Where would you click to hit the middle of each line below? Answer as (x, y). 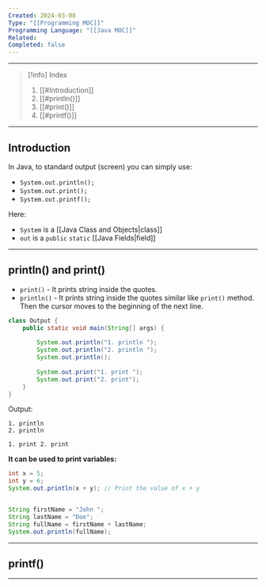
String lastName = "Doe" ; (51, 517)
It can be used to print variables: (63, 459)
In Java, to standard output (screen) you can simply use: (100, 166)
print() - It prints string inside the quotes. (89, 289)
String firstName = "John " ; (56, 509)
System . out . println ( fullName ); (60, 532)
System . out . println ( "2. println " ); (97, 350)
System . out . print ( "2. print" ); (88, 379)
